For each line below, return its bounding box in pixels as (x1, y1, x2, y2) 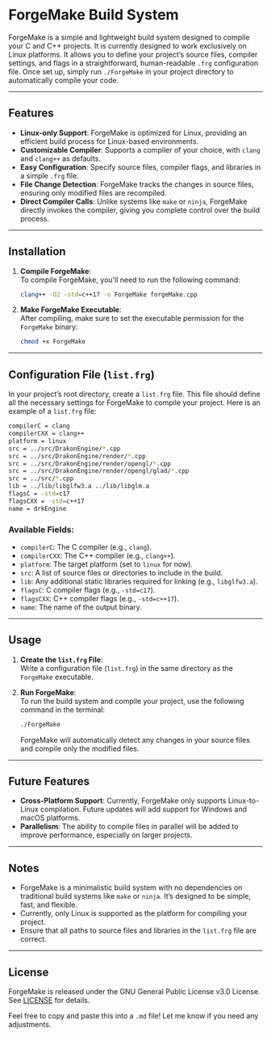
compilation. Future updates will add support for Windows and (40, 804, 248, 814)
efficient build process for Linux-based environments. (19, 136, 199, 146)
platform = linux (8, 436, 67, 445)
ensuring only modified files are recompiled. (19, 188, 167, 197)
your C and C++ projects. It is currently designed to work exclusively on (8, 40, 248, 50)
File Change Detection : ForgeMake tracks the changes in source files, (19, 179, 254, 189)
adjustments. (8, 1020, 52, 1030)
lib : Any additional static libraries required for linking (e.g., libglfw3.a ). (19, 576, 258, 586)
